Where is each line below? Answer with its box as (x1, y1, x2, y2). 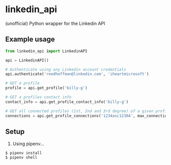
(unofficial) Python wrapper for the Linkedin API (5, 20, 105, 26)
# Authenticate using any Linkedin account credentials (5, 67, 126, 72)
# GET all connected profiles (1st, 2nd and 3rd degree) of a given (5, 108, 154, 114)
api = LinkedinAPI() (5, 57, 49, 63)
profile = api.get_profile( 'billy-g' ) (5, 85, 88, 91)
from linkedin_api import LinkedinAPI (5, 48, 88, 54)
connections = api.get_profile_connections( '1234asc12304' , (5, 113, 136, 118)
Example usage (5, 35, 55, 44)
